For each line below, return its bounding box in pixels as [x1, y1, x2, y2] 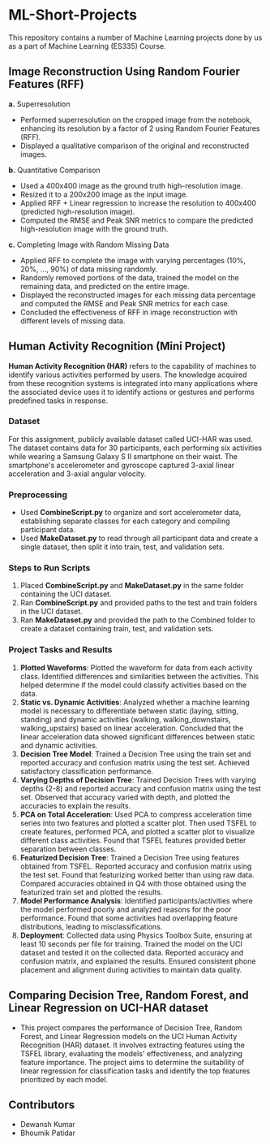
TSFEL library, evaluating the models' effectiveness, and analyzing [19, 1048, 243, 1058]
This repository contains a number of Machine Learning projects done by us [8, 32, 263, 42]
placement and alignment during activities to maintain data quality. [19, 964, 242, 974]
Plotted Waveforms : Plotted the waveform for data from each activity [19, 662, 253, 672]
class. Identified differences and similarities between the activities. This [19, 671, 259, 681]
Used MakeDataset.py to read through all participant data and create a [19, 534, 259, 544]
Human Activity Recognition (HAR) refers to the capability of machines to [8, 361, 257, 370]
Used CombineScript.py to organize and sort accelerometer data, [19, 508, 242, 518]
